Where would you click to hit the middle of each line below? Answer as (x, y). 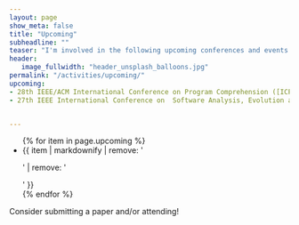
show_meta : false (41, 26)
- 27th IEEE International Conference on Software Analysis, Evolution (147, 100)
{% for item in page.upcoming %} (84, 141)
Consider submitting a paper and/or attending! (94, 212)
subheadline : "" (39, 42)
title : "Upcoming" (43, 34)
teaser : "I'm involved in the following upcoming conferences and (135, 51)
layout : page (33, 17)
